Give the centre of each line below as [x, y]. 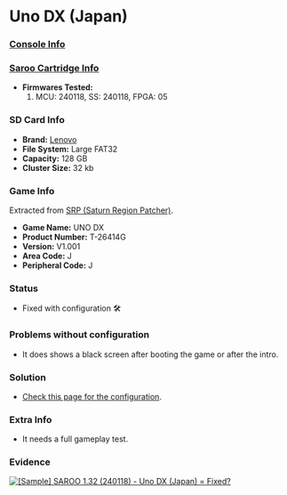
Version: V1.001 [51, 246]
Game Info [32, 191]
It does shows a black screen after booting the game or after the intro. [150, 354]
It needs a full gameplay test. [75, 439]
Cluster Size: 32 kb [58, 167]
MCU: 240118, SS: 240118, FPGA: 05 [101, 97]
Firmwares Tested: [57, 87]
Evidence [30, 462]
